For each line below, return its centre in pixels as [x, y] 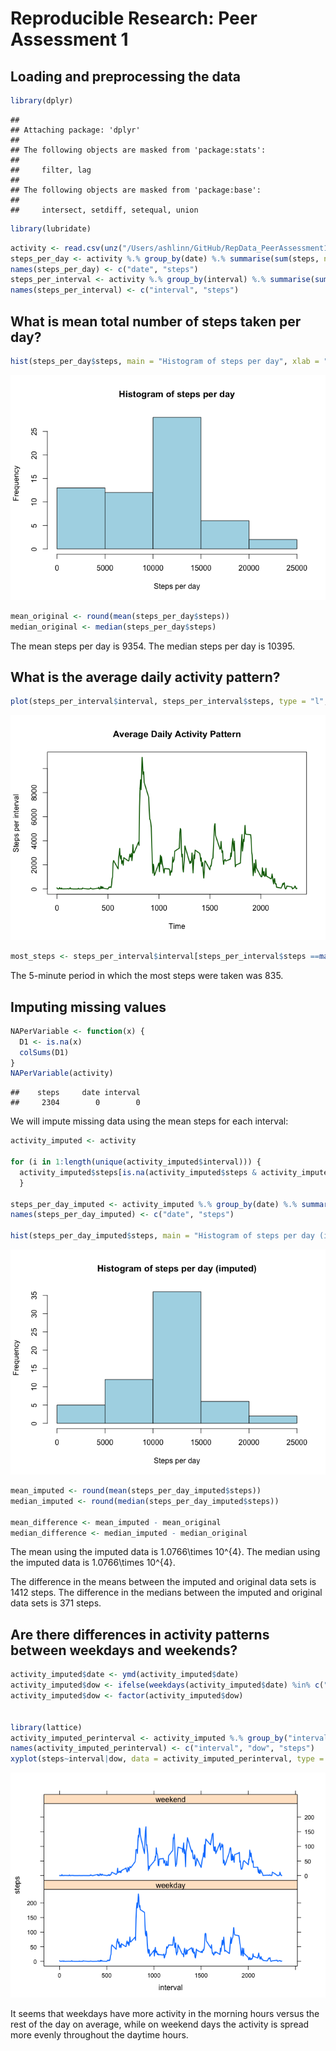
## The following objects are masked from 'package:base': [136, 190]
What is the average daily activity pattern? [145, 677]
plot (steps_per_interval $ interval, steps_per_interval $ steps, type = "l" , [169, 702]
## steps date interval [75, 1093]
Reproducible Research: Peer [134, 18]
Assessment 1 [69, 39]
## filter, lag [51, 170]
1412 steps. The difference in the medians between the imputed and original [166, 1593]
